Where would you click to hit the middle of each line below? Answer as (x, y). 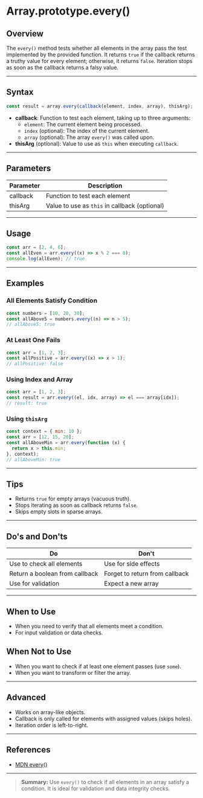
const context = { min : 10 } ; (44, 431)
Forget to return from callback (146, 573)
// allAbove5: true (31, 325)
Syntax (20, 92)
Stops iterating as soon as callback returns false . (76, 506)
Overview (25, 34)
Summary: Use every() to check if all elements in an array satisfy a (105, 782)
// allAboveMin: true (34, 459)
